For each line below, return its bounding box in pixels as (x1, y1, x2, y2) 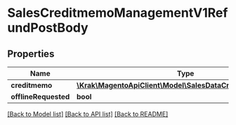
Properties (7, 48, 55, 60)
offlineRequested (11, 92, 70, 101)
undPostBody (7, 20, 89, 36)
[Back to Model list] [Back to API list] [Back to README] (7, 110, 169, 118)
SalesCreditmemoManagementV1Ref (7, 5, 228, 21)
